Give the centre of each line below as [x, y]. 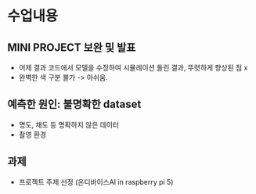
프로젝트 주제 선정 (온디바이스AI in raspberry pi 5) [96, 181]
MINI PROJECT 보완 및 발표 [72, 47]
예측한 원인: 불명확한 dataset [74, 104]
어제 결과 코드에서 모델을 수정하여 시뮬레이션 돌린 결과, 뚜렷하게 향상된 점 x [133, 68]
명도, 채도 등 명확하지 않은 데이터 [69, 124]
